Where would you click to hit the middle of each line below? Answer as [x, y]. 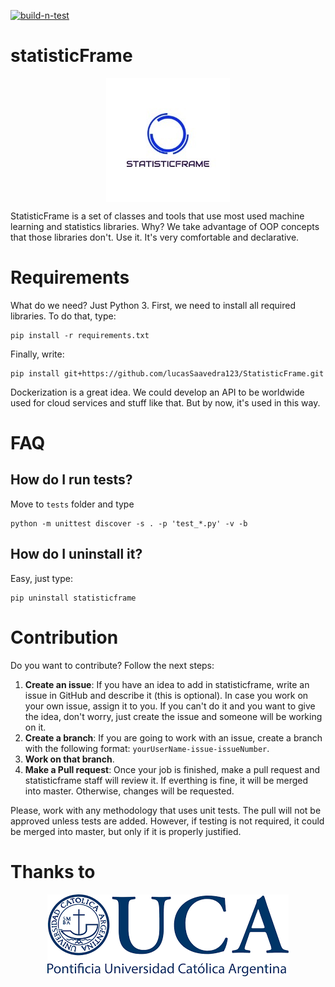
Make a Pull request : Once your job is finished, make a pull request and [172, 769]
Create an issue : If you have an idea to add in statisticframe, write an [167, 684]
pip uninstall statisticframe [73, 598]
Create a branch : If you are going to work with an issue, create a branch [173, 737]
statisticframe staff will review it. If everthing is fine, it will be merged [166, 780]
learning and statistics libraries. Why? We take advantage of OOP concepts [165, 226]
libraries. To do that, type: [63, 316]
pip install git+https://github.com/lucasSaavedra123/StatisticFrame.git [167, 373]
